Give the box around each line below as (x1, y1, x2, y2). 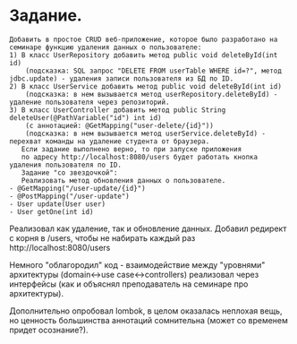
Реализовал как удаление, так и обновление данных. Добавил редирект (9, 223, 287, 234)
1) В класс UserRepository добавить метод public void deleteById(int (9, 50, 278, 59)
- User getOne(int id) (9, 207, 94, 216)
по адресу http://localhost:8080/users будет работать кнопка (21, 152, 258, 161)
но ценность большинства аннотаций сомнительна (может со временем (9, 314, 289, 325)
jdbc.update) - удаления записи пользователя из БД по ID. (9, 73, 234, 83)
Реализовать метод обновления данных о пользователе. (21, 176, 226, 185)
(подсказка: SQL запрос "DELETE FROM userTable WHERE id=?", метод (25, 66, 282, 75)
